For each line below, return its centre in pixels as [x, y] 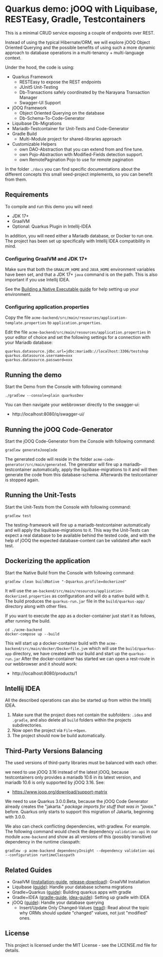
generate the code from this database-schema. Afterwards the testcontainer [81, 474]
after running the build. [28, 621]
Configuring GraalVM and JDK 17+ [46, 258]
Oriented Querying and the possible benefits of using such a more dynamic [80, 47]
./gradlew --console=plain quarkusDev [44, 396]
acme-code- [104, 459]
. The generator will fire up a [94, 464]
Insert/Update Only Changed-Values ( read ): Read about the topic [84, 908]
